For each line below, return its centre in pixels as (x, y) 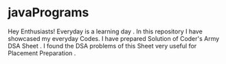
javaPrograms (48, 13)
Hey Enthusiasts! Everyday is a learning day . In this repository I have (105, 31)
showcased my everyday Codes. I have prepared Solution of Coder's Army (114, 38)
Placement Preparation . (42, 53)
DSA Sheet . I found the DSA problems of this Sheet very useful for (102, 46)
